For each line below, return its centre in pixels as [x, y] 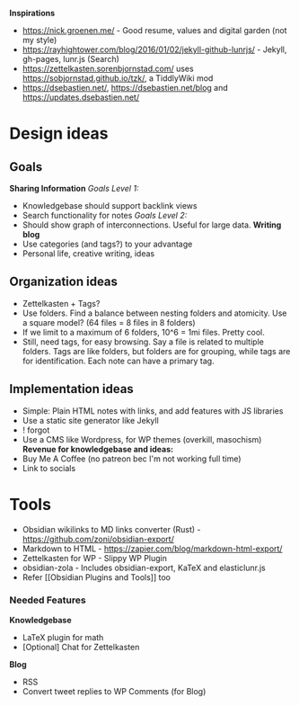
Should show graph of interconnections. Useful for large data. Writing [152, 225]
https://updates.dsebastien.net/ [81, 97]
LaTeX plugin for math [63, 637]
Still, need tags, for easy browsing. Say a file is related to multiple [143, 342]
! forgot [36, 430]
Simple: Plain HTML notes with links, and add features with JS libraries [153, 411]
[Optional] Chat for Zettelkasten [81, 647]
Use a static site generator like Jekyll [90, 420]
